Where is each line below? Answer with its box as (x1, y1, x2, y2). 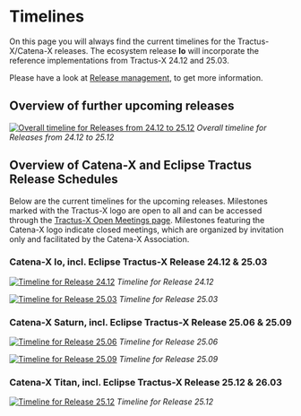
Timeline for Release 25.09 (118, 354, 219, 365)
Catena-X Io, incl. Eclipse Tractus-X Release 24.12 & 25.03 (9, 256, 268, 268)
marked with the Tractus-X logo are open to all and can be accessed (9, 204, 262, 216)
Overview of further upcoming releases (9, 99, 235, 114)
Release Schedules (9, 172, 118, 187)
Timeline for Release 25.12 (116, 396, 213, 407)
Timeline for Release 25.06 (118, 336, 219, 347)
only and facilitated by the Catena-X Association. (9, 233, 190, 244)
